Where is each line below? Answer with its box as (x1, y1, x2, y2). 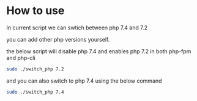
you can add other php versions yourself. (6, 36, 110, 43)
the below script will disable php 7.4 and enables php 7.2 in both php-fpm (6, 47, 191, 55)
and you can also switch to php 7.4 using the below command (6, 77, 162, 84)
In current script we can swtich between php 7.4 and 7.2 (6, 24, 148, 31)
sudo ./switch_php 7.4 (6, 89, 64, 95)
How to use (6, 4, 65, 18)
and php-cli (6, 54, 35, 61)
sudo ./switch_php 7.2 (6, 65, 64, 72)
